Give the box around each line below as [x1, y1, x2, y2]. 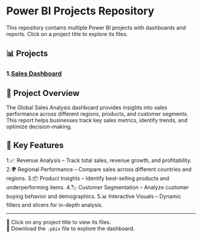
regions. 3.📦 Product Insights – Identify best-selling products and [6, 174, 170, 182]
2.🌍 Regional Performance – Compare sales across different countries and [6, 165, 192, 173]
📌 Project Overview [6, 88, 80, 98]
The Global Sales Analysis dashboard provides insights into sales [6, 104, 167, 112]
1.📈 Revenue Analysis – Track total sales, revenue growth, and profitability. [6, 156, 192, 164]
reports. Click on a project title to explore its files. [6, 30, 128, 37]
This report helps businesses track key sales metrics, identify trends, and [6, 117, 188, 124]
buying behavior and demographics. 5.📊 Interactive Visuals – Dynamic [6, 192, 182, 200]
